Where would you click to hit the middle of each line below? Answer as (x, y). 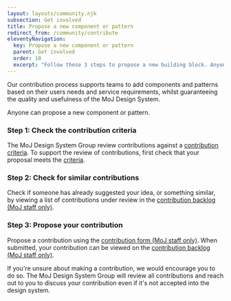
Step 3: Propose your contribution (65, 225)
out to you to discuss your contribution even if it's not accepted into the (108, 282)
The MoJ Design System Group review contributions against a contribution (113, 145)
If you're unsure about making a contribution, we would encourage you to (111, 268)
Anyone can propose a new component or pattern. (79, 112)
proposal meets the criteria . (46, 160)
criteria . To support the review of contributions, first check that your (103, 152)
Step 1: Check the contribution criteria (72, 130)
